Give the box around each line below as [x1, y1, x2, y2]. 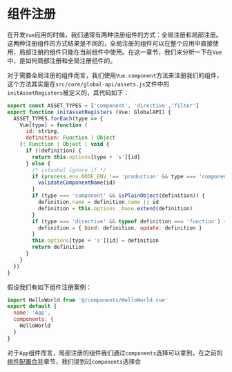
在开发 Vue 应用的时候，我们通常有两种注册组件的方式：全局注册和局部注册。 [7, 30, 222, 39]
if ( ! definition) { [25, 147, 81, 154]
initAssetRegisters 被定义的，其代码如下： [7, 88, 130, 97]
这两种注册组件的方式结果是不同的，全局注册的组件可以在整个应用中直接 [7, 39, 213, 47]
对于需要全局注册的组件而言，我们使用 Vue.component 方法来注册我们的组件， [7, 71, 223, 80]
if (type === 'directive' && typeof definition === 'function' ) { [32, 218, 227, 225]
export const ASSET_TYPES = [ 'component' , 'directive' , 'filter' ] [7, 102, 199, 109]
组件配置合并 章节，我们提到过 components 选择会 [7, 357, 142, 365]
